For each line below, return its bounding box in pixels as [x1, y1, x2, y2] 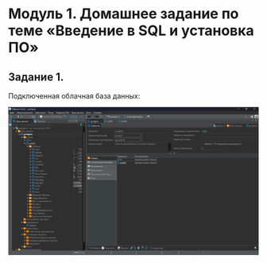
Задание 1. [8, 70, 64, 83]
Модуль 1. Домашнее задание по [8, 5, 239, 23]
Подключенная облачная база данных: [8, 91, 141, 100]
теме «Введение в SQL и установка [8, 21, 254, 40]
